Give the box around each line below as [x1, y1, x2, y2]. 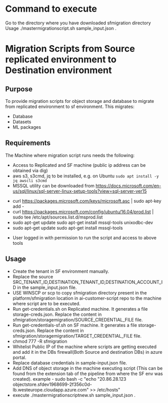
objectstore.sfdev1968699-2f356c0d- [12, 381, 92, 387]
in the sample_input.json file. [17, 284, 77, 290]
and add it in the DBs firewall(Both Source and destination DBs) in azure [12, 349, 163, 355]
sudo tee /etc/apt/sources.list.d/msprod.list [12, 214, 103, 220]
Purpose [5, 85, 33, 93]
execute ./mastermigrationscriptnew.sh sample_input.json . [12, 392, 136, 398]
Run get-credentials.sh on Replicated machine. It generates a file [12, 306, 148, 312]
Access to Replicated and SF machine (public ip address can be [12, 162, 146, 168]
